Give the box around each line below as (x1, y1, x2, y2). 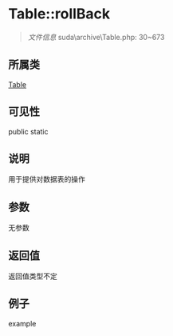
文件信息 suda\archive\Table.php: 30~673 (27, 32, 165, 42)
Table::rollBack (8, 5, 111, 23)
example (8, 318, 37, 328)
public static (8, 126, 49, 136)
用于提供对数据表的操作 (8, 174, 85, 184)
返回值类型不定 (8, 271, 57, 281)
